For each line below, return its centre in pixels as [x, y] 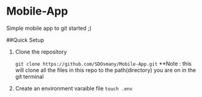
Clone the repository [41, 52]
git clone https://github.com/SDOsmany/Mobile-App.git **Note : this [103, 63]
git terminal [29, 76]
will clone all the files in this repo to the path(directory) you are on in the [106, 70]
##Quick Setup [25, 40]
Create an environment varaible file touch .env [74, 88]
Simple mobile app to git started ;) [49, 28]
